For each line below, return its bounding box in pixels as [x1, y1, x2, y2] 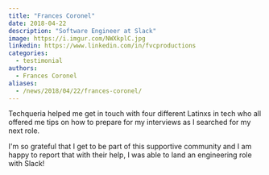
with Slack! [8, 159, 45, 169]
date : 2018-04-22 [8, 19, 67, 27]
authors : [8, 65, 38, 73]
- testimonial [15, 57, 63, 65]
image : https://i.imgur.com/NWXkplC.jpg [8, 34, 147, 43]
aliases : [8, 79, 38, 87]
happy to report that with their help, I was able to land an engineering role [8, 150, 252, 160]
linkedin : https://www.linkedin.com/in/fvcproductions [8, 42, 197, 50]
